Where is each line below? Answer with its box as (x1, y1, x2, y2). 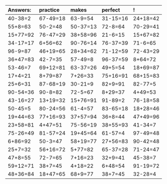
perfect (102, 7, 120, 13)
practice (39, 7, 60, 13)
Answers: (8, 7, 31, 13)
